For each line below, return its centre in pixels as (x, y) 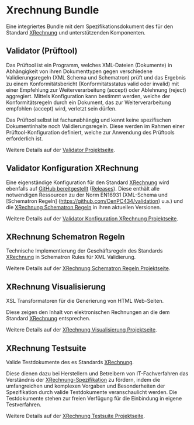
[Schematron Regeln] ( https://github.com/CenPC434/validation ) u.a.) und (94, 201)
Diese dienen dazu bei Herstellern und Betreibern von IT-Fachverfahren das (97, 374)
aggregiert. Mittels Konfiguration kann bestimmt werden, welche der (88, 96)
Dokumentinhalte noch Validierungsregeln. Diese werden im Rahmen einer (96, 126)
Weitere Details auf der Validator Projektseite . (61, 150)
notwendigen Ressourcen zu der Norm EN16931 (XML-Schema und (87, 195)
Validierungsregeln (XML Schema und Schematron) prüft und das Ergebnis (96, 77)
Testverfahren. (24, 405)
